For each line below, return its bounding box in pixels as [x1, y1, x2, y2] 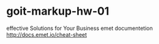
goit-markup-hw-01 [6, 4, 109, 18]
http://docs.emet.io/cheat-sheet [6, 31, 87, 38]
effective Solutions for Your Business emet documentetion [6, 24, 153, 32]
